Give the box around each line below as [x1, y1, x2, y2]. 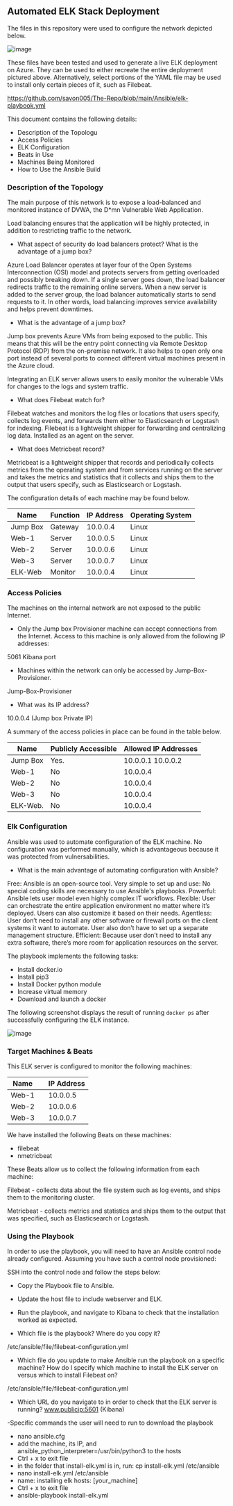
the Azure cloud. [7, 361, 55, 370]
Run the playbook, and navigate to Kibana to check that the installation [17, 1309, 219, 1317]
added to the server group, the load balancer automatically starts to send [7, 290, 216, 299]
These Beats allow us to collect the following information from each [7, 1165, 200, 1173]
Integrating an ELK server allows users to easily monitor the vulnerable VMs [7, 375, 224, 383]
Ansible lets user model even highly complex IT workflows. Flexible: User [7, 894, 216, 902]
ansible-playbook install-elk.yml [17, 1491, 109, 1500]
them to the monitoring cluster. [7, 1193, 95, 1201]
